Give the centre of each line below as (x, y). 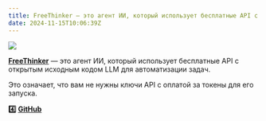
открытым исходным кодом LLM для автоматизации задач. (110, 69)
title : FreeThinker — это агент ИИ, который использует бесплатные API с (133, 16)
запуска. (23, 93)
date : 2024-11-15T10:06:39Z (55, 23)
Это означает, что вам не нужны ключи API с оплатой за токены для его (131, 84)
